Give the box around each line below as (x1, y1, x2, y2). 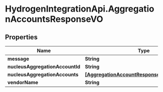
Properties (5, 33, 38, 41)
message (7, 56, 29, 62)
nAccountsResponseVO (5, 14, 103, 25)
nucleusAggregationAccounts (7, 71, 79, 78)
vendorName (7, 79, 39, 86)
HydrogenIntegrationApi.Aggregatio (5, 3, 154, 15)
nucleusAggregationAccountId (7, 63, 81, 70)
